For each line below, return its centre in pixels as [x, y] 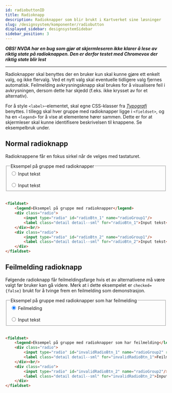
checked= [143, 285]
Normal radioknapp [37, 144]
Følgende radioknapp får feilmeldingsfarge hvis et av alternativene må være [85, 280]
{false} [14, 291]
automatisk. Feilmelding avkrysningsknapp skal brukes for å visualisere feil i [85, 85]
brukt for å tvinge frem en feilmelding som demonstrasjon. [84, 290]
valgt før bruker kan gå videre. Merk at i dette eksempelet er [69, 285]
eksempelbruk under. [28, 128]
